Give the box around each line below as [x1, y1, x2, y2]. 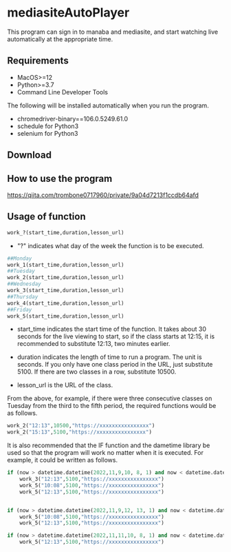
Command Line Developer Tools [16, 88, 109, 96]
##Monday [7, 255, 32, 262]
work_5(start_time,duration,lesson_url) [7, 312, 125, 320]
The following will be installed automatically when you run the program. [7, 101, 210, 110]
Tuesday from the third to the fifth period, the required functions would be [7, 402, 217, 410]
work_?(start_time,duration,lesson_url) [7, 229, 125, 236]
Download [7, 150, 52, 161]
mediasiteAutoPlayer [7, 5, 130, 21]
